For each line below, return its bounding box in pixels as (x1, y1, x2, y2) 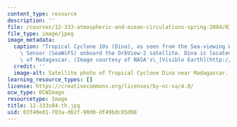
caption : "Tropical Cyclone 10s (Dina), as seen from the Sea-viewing (13, 43, 226, 50)
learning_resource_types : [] (7, 75, 93, 83)
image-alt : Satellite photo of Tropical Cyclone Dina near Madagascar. (13, 69, 229, 76)
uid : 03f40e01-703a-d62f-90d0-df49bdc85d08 (7, 109, 138, 116)
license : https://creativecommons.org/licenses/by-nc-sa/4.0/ (7, 83, 194, 90)
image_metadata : (7, 37, 55, 44)
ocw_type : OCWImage (7, 89, 65, 96)
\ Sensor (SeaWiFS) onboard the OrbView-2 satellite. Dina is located (20, 50, 232, 57)
